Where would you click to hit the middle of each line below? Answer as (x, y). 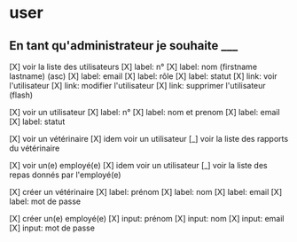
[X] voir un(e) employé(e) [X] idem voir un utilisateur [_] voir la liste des (138, 165)
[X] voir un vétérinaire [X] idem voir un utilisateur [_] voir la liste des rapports (149, 139)
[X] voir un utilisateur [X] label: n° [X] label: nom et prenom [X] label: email (145, 112)
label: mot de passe (45, 201)
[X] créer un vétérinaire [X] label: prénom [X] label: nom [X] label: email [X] (145, 192)
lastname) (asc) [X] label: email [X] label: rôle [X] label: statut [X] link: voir (143, 76)
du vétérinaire (35, 148)
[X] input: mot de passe (52, 228)
